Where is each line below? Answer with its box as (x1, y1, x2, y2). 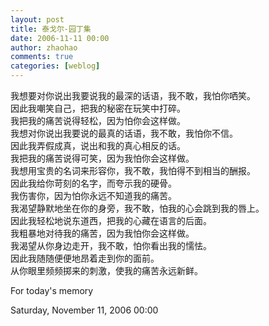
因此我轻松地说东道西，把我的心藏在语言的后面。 (10, 215, 212, 226)
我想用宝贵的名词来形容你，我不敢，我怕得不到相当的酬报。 (10, 165, 256, 176)
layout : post (10, 14, 65, 25)
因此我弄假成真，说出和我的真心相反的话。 (10, 140, 186, 151)
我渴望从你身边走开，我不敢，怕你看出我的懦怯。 (10, 240, 212, 251)
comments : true (10, 52, 74, 62)
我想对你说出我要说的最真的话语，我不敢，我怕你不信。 (10, 127, 238, 139)
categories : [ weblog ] (10, 61, 101, 71)
